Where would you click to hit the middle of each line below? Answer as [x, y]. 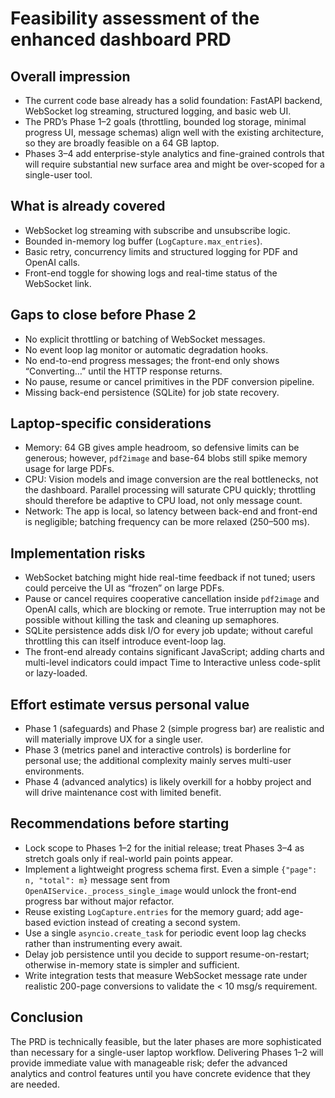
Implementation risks [78, 553]
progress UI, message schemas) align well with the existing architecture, [174, 132]
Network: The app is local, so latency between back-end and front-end [171, 511]
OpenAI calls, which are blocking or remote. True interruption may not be [175, 609]
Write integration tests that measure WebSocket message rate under [166, 975]
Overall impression [70, 76]
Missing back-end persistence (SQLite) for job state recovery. [152, 392]
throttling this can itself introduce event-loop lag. [125, 641]
